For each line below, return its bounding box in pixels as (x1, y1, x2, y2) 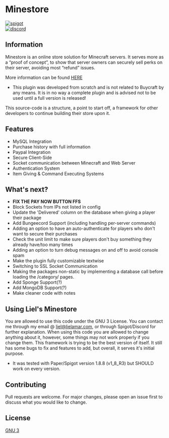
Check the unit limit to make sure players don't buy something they (12, 236, 152, 243)
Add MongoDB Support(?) (12, 285, 67, 291)
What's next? (5, 185, 48, 193)
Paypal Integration (12, 149, 51, 155)
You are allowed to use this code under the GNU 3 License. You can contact (5, 318, 163, 325)
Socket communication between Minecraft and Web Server (12, 160, 136, 166)
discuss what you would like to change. (5, 399, 87, 405)
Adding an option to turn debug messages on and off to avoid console (12, 247, 158, 253)
